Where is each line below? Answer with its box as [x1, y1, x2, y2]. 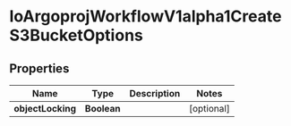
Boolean [84, 103, 121, 114]
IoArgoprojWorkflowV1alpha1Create [9, 6, 282, 27]
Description [129, 88, 181, 99]
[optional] [188, 103, 230, 114]
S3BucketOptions [9, 25, 143, 46]
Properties [9, 61, 70, 76]
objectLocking [13, 103, 77, 114]
